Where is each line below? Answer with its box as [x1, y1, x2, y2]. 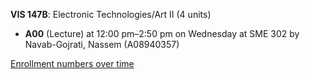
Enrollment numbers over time [10, 58, 135, 69]
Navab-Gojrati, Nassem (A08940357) [24, 39, 180, 50]
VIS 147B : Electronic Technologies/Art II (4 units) [10, 9, 212, 20]
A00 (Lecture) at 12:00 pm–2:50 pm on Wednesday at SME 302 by [24, 28, 300, 39]
